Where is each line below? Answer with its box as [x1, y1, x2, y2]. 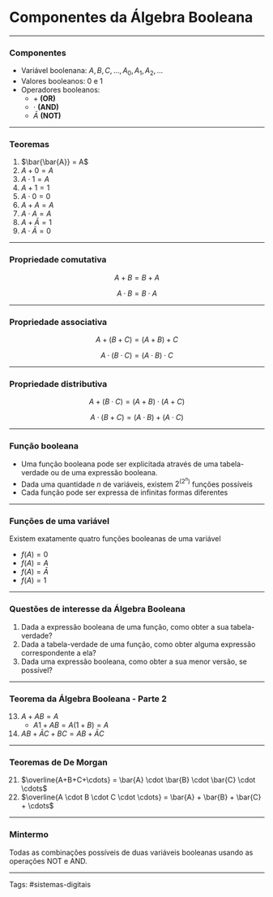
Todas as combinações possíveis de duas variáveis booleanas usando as [9, 847, 254, 857]
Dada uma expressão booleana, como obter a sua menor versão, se [20, 656, 248, 666]
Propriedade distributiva [9, 378, 108, 389]
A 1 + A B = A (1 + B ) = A [32, 720, 109, 730]
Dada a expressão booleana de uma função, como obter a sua [20, 622, 229, 631]
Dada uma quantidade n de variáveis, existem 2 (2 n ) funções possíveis [20, 476, 254, 489]
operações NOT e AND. [9, 856, 87, 865]
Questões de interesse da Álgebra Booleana [9, 604, 186, 615]
